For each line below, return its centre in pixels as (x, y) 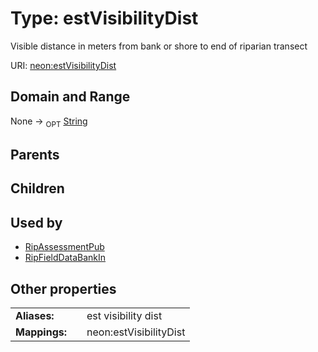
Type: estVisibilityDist (104, 18)
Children (37, 188)
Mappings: (41, 332)
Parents (35, 154)
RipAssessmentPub (64, 247)
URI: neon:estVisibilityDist (63, 65)
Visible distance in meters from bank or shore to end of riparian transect (159, 46)
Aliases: (35, 315)
